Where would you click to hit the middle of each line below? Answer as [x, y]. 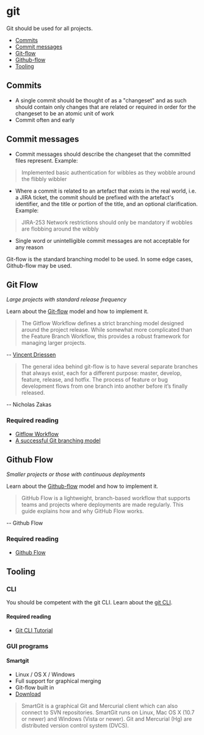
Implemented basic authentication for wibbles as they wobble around [108, 172]
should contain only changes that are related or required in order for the [106, 107]
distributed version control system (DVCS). [75, 725]
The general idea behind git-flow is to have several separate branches [110, 367]
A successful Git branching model [58, 441]
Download [28, 694]
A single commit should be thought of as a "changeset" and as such [101, 100]
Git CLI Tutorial [34, 630]
